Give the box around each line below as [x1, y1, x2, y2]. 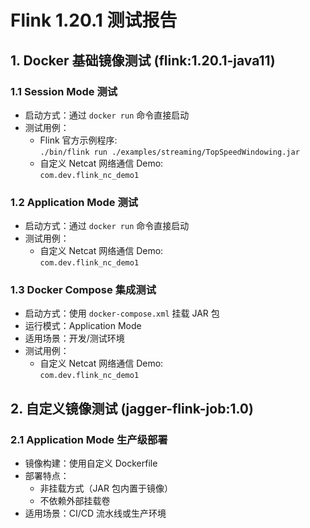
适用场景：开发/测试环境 [24, 332, 125, 345]
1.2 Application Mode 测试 [10, 195, 139, 209]
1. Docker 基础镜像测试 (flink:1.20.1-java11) [10, 52, 276, 69]
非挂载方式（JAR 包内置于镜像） [39, 482, 173, 495]
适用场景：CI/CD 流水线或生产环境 [24, 507, 167, 520]
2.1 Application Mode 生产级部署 [10, 432, 168, 446]
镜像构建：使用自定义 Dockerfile [24, 457, 158, 470]
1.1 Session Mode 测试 [10, 84, 118, 98]
